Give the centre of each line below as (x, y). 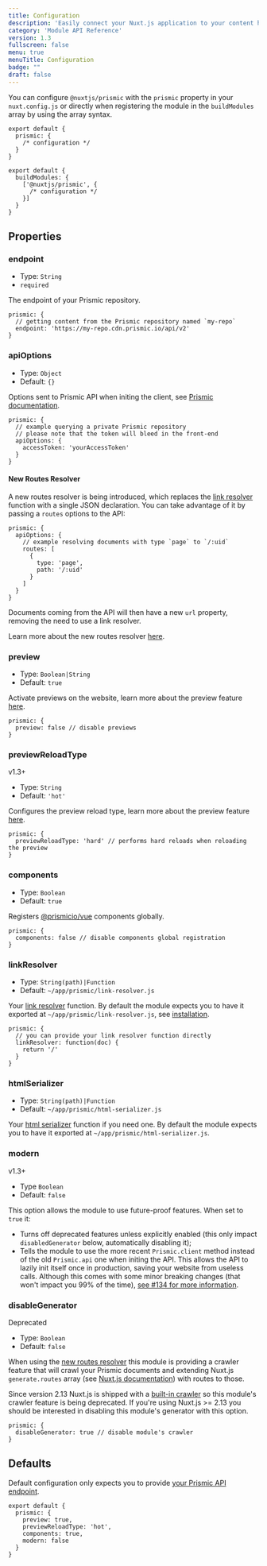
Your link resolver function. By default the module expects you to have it (126, 1005)
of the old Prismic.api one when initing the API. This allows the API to (134, 1259)
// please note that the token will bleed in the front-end (117, 434)
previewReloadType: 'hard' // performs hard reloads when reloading (131, 841)
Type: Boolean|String (55, 674)
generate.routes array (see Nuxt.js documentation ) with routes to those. (126, 1378)
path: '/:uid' (60, 570)
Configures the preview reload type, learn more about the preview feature (129, 811)
